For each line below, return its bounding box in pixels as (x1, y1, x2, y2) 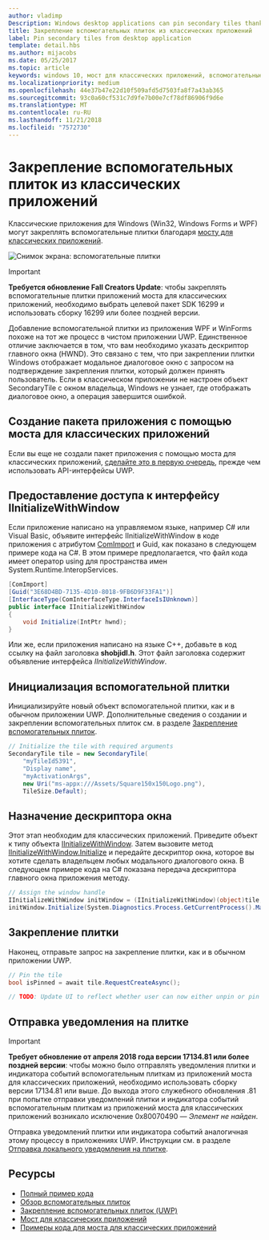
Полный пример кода (19, 1188, 94, 1198)
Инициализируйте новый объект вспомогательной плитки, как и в (8, 701, 235, 711)
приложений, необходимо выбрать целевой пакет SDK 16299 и (8, 299, 225, 309)
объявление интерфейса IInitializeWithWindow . (8, 656, 167, 666)
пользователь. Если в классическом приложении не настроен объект (8, 374, 248, 384)
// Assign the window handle (8, 889, 106, 897)
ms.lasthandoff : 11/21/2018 (8, 116, 102, 124)
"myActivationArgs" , (22, 772, 91, 780)
